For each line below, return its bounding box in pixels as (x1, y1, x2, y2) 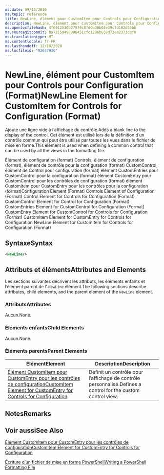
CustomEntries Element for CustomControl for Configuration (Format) (5, 204, 145, 210)
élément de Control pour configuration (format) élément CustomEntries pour (5, 167, 159, 174)
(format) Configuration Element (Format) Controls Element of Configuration (5, 188, 155, 194)
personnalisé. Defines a (88, 381, 142, 387)
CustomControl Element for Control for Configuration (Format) (5, 199, 130, 204)
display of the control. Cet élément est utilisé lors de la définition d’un (5, 132, 144, 138)
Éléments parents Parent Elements (5, 348, 88, 355)
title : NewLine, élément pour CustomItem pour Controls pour (5, 16, 132, 21)
